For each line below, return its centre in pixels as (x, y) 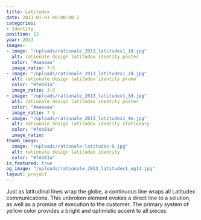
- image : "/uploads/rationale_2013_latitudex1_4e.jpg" (77, 118)
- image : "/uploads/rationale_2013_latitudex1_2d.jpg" (77, 74)
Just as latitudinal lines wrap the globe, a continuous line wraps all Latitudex (101, 191)
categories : (21, 23)
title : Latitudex (28, 12)
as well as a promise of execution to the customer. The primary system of (97, 204)
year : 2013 (20, 40)
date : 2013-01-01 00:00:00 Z (43, 17)
